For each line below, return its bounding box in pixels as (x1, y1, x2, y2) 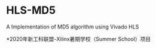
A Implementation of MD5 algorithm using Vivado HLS (6, 23, 139, 30)
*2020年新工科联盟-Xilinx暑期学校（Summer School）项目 (6, 35, 151, 42)
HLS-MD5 (6, 4, 56, 17)
